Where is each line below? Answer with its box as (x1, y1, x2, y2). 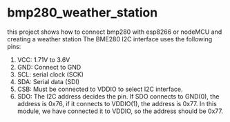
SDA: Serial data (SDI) (17, 77, 80, 85)
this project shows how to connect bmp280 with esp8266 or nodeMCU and (7, 28, 222, 36)
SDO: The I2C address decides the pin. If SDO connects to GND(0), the (17, 92, 220, 101)
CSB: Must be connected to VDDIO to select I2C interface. (17, 85, 183, 93)
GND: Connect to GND (17, 63, 82, 71)
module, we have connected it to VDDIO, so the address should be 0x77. (17, 107, 223, 115)
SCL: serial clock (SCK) (17, 70, 84, 79)
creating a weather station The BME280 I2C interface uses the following (7, 34, 213, 43)
